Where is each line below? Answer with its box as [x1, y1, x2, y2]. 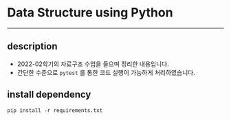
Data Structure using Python [7, 5, 173, 21]
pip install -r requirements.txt [7, 107, 103, 114]
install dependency [7, 89, 91, 100]
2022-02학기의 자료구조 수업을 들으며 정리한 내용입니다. [16, 60, 170, 68]
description [7, 41, 58, 52]
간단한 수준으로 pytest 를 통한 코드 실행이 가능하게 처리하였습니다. [16, 68, 196, 76]
